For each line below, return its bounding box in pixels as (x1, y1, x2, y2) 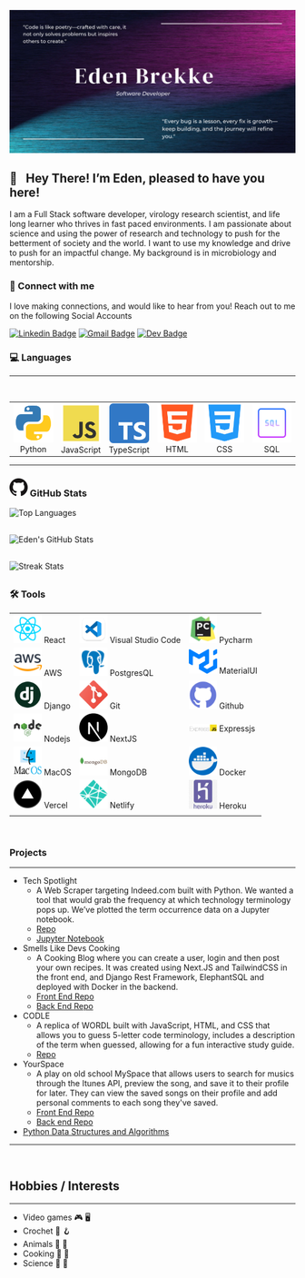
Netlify (109, 800, 134, 811)
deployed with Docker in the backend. (35, 982, 179, 992)
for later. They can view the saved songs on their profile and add (35, 1087, 279, 1098)
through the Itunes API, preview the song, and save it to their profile (35, 1078, 290, 1088)
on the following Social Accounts (9, 310, 133, 321)
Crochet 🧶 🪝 (22, 1225, 71, 1236)
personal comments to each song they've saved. (35, 1097, 219, 1108)
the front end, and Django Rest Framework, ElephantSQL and (35, 972, 265, 982)
